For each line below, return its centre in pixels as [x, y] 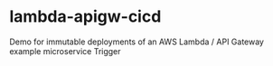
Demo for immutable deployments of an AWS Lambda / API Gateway [137, 42]
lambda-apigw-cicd [85, 17]
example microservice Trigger [65, 51]
